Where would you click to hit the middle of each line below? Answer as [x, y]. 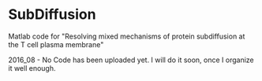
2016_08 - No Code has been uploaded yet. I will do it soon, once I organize [131, 60]
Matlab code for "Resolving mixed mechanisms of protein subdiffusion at [127, 36]
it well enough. [32, 68]
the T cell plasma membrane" [56, 44]
